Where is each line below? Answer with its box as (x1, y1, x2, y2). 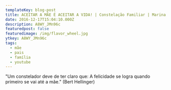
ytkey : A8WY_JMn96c (5, 36, 47, 41)
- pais (10, 50, 24, 55)
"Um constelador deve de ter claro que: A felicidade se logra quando (5, 73, 151, 79)
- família (10, 54, 31, 60)
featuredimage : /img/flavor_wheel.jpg (5, 31, 88, 36)
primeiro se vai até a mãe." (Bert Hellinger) (5, 79, 95, 85)
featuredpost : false (5, 26, 50, 32)
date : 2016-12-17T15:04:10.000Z (5, 17, 74, 22)
